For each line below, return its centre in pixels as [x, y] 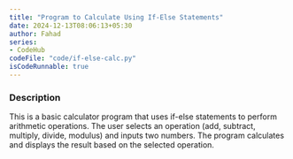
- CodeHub [27, 50]
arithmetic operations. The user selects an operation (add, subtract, [132, 126]
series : [23, 42]
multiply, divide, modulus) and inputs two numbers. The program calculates [147, 136]
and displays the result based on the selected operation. [112, 145]
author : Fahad [35, 34]
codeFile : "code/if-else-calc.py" [73, 58]
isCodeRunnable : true [49, 67]
